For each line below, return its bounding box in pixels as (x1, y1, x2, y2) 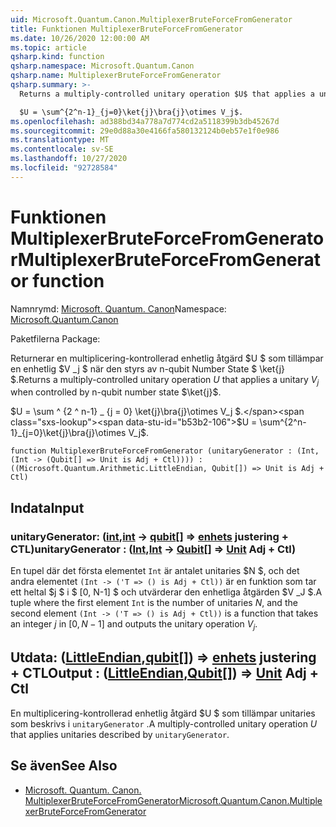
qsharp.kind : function (10, 52, 105, 62)
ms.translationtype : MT (10, 135, 110, 145)
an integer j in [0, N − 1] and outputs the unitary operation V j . (10, 618, 258, 632)
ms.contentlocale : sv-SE (10, 144, 114, 155)
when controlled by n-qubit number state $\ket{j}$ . (10, 386, 222, 398)
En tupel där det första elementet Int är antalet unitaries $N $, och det (10, 565, 300, 577)
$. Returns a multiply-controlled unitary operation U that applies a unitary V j (10, 373, 320, 388)
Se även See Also (10, 757, 118, 775)
